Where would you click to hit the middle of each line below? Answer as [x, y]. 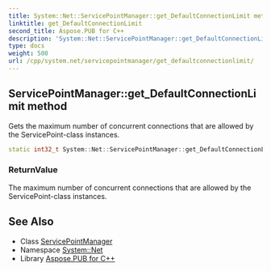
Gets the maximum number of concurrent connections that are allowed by [131, 125]
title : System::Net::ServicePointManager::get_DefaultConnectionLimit [129, 16]
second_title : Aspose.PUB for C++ [67, 31]
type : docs [27, 46]
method [47, 106]
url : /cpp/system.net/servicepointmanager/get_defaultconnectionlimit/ [131, 61]
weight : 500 [28, 53]
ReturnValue [33, 170]
